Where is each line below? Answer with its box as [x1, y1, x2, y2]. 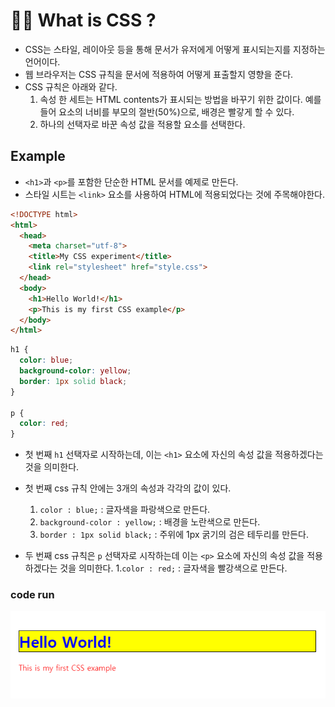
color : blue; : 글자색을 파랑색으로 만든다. [39, 504, 211, 516]
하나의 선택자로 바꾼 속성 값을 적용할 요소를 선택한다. [39, 118, 246, 130]
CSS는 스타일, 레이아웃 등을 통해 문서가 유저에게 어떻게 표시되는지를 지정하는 [24, 43, 326, 55]
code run [10, 588, 55, 602]
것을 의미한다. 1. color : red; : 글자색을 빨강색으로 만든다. [59, 562, 288, 574]
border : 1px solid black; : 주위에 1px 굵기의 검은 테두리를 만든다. [39, 529, 310, 541]
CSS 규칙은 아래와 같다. [24, 80, 118, 93]
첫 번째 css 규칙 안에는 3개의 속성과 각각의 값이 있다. [24, 482, 232, 494]
